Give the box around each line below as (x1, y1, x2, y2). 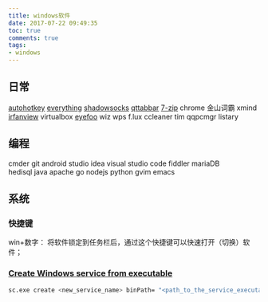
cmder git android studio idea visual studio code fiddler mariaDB (8, 159, 220, 168)
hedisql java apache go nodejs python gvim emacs (8, 167, 175, 176)
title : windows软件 (8, 11, 71, 20)
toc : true (8, 26, 41, 34)
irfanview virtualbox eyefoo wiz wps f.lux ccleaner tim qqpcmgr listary (8, 112, 239, 121)
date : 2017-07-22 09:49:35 (8, 19, 98, 27)
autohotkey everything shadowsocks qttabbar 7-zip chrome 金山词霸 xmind (8, 103, 258, 112)
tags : (8, 41, 26, 49)
